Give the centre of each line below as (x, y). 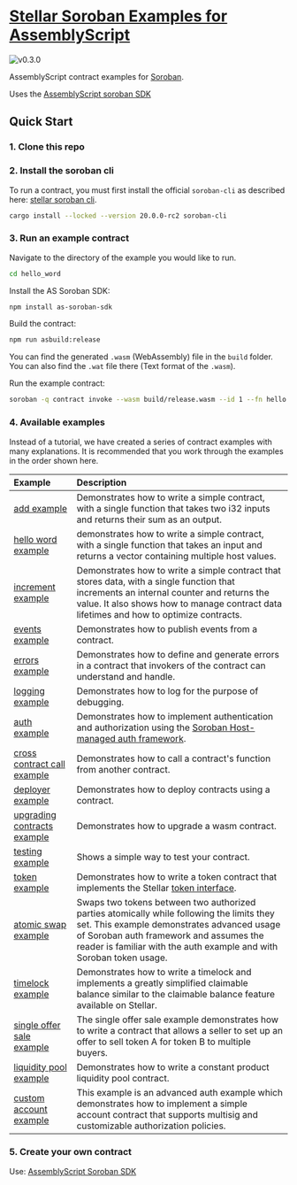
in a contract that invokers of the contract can (171, 666)
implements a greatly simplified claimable (163, 982)
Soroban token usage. (122, 958)
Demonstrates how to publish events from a (167, 628)
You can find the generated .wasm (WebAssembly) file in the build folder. (141, 357)
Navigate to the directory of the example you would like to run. (123, 258)
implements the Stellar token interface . (156, 888)
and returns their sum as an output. (149, 519)
